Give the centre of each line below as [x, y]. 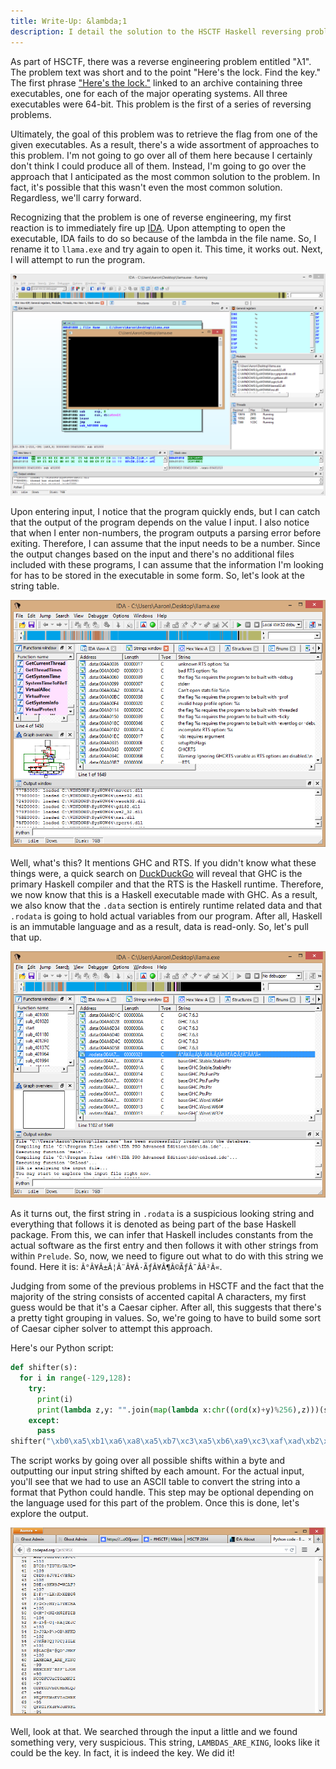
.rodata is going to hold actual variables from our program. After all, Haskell [166, 916]
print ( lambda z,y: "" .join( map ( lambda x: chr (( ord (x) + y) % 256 [164, 1410]
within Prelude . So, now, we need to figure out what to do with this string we [167, 1256]
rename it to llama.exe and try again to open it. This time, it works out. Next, [166, 249]
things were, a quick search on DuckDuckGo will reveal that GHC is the [156, 873]
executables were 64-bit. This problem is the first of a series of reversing [161, 104]
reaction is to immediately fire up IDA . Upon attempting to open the [148, 227]
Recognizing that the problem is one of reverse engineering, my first [151, 217]
